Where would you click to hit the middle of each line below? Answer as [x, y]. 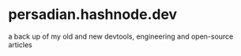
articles [21, 44]
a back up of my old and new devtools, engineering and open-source [121, 36]
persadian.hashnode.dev [93, 15]
